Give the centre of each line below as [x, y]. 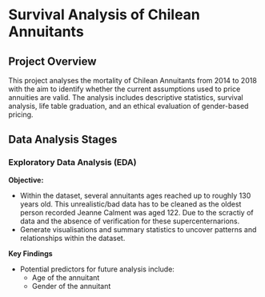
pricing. [21, 114]
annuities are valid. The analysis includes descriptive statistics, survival [126, 97]
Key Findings [31, 253]
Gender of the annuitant [71, 286]
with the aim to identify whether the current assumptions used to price [124, 89]
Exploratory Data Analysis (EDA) [72, 163]
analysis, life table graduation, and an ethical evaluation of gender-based [128, 106]
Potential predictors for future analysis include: [97, 269]
